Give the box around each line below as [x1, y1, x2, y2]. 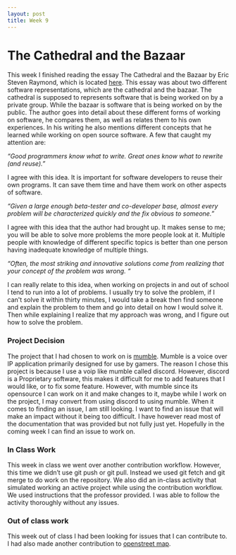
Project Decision [7, 336, 65, 346]
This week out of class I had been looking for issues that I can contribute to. [7, 532, 228, 541]
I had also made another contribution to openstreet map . [7, 539, 171, 548]
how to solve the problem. [7, 318, 83, 327]
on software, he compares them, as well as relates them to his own [7, 116, 201, 124]
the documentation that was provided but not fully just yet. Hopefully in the [7, 419, 225, 428]
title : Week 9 [7, 17, 49, 24]
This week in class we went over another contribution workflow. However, [7, 461, 222, 469]
